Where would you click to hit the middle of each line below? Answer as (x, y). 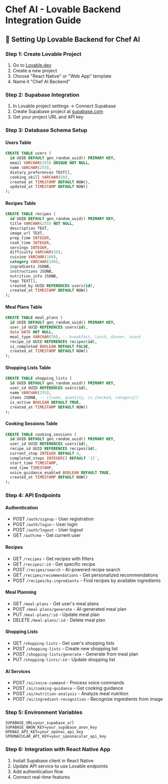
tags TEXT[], (24, 281)
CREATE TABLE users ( (28, 153)
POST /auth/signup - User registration (53, 519)
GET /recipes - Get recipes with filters (53, 558)
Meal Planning (21, 592)
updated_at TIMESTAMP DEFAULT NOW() (49, 187)
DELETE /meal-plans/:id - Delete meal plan (59, 620)
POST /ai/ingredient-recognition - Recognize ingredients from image (88, 699)
